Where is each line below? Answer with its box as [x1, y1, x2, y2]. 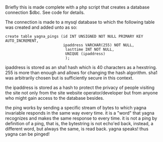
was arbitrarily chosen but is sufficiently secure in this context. [5, 75, 134, 81]
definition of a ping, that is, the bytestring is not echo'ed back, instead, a [5, 121, 154, 126]
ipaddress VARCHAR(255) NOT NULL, [63, 43, 135, 48]
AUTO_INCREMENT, [5, 38, 39, 43]
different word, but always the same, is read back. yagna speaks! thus [5, 126, 149, 132]
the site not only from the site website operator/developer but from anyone [5, 90, 158, 96]
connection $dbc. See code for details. [5, 9, 85, 15]
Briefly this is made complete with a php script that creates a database [5, 4, 150, 10]
